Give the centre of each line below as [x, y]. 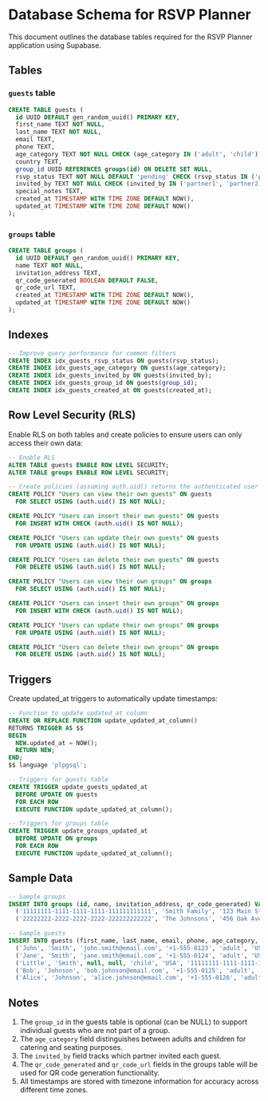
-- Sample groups [37, 897]
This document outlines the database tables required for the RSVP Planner [130, 37]
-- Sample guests [37, 933]
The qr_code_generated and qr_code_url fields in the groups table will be [138, 1064]
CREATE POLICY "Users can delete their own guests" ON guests [114, 560]
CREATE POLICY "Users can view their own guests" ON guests [110, 494]
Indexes [29, 335]
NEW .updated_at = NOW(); [57, 743]
